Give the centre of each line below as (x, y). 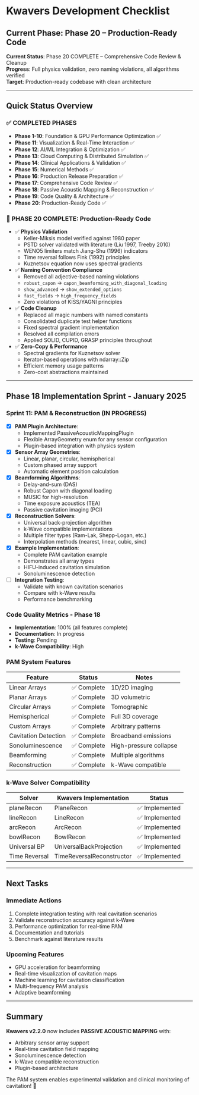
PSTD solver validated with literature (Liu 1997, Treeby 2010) (97, 244)
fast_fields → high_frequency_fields (70, 295)
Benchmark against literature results (59, 939)
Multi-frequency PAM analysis (52, 986)
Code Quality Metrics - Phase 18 (53, 614)
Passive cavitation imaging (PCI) (63, 509)
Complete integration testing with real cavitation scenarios (86, 914)
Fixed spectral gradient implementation (71, 327)
